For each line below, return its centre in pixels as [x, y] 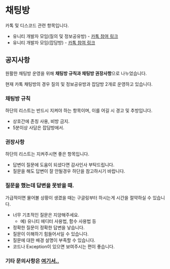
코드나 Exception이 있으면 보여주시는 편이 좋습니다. [64, 246]
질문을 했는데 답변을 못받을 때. [40, 186]
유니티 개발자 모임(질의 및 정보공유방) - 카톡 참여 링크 [65, 36]
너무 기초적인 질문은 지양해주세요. [46, 215]
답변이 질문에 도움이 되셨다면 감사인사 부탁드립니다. [63, 165]
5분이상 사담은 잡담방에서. [38, 128]
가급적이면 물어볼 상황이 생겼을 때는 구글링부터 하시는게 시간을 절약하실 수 [78, 197]
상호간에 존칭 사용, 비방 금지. [41, 121]
